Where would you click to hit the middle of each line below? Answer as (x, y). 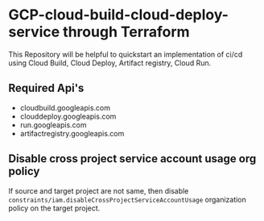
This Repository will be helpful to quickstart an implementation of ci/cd (126, 54)
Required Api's (46, 88)
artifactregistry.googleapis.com (72, 133)
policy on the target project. (54, 208)
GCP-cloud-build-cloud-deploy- (119, 15)
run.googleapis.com (53, 125)
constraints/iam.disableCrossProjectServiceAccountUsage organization (128, 199)
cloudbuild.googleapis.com (65, 107)
